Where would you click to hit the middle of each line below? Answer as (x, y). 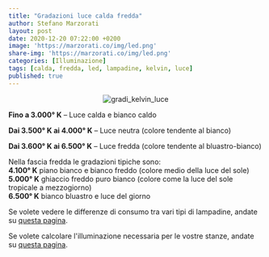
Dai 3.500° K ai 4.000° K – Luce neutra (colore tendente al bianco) (120, 130)
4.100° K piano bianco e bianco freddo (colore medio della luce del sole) (129, 170)
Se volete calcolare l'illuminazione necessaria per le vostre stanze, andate (131, 236)
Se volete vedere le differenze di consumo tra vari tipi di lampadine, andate (133, 212)
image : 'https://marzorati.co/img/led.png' (83, 46)
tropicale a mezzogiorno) (50, 187)
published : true (36, 76)
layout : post (30, 31)
